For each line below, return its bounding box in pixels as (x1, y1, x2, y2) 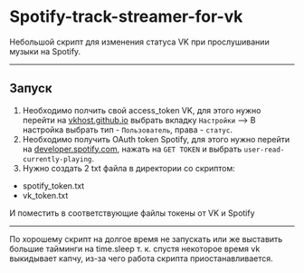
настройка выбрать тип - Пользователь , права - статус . (22, 124, 233, 135)
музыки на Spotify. (9, 45, 81, 56)
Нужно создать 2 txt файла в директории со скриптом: (22, 162, 235, 173)
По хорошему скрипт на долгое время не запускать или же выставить (9, 233, 283, 244)
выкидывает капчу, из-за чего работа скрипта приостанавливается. (9, 252, 273, 264)
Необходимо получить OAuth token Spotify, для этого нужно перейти (22, 133, 290, 144)
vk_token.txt (22, 190, 69, 200)
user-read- (243, 145, 285, 154)
